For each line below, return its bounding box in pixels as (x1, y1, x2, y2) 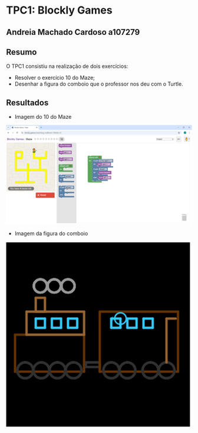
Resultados (6, 97, 49, 108)
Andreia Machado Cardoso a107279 (6, 27, 140, 37)
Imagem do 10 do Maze (14, 113, 72, 121)
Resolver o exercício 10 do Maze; (14, 74, 95, 82)
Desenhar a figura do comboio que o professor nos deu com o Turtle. (14, 80, 184, 87)
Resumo (6, 47, 37, 57)
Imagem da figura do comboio (14, 230, 88, 237)
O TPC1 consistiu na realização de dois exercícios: (6, 63, 128, 70)
